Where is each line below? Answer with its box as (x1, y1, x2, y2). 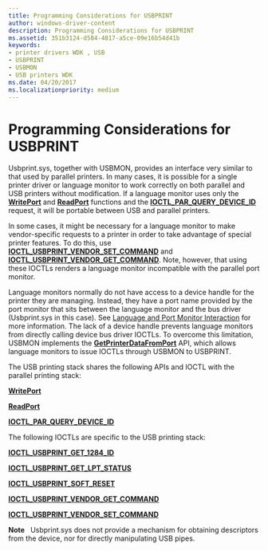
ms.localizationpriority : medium (8, 85, 120, 94)
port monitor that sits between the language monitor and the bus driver (8, 305, 242, 314)
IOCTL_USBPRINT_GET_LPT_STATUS (8, 463, 132, 473)
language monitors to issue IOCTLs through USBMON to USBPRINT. (8, 347, 231, 356)
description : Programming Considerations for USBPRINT (8, 26, 195, 34)
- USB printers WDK (8, 71, 73, 79)
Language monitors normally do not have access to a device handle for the (8, 288, 254, 297)
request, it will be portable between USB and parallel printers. (8, 206, 211, 215)
